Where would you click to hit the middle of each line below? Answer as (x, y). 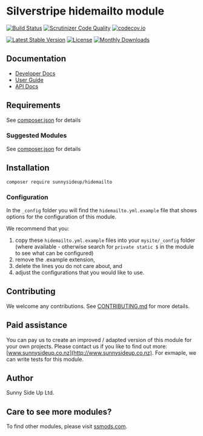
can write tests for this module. (45, 359)
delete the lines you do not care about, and (68, 266)
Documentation (36, 59)
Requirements (33, 105)
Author (20, 378)
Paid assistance (37, 325)
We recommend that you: (38, 228)
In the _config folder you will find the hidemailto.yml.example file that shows (101, 210)
